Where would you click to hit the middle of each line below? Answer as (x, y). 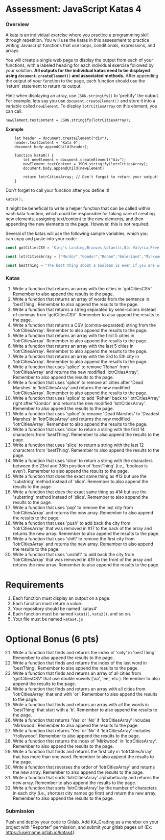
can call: (14, 111)
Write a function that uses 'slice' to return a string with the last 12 (78, 445)
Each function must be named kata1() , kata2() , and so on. (72, 614)
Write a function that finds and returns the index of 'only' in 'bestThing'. (85, 653)
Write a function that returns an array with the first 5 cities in (73, 336)
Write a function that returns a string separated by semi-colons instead (84, 309)
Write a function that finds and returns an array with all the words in (81, 705)
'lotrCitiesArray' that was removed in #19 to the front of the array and (82, 560)
